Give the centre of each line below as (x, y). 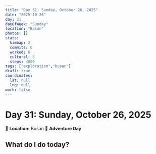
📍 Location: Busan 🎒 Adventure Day (43, 129)
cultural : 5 (22, 57)
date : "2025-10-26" (26, 15)
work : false (18, 90)
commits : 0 (21, 47)
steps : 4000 (22, 62)
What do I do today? (37, 144)
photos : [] (17, 33)
